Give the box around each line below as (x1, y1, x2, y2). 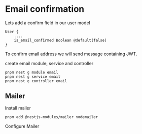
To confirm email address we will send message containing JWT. (5, 51, 137, 57)
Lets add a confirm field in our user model (5, 20, 90, 26)
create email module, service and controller (5, 60, 94, 66)
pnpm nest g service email (5, 74, 61, 79)
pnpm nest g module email (5, 70, 58, 75)
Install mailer (5, 105, 31, 111)
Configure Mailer (5, 123, 39, 129)
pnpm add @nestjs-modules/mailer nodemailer (5, 114, 98, 119)
